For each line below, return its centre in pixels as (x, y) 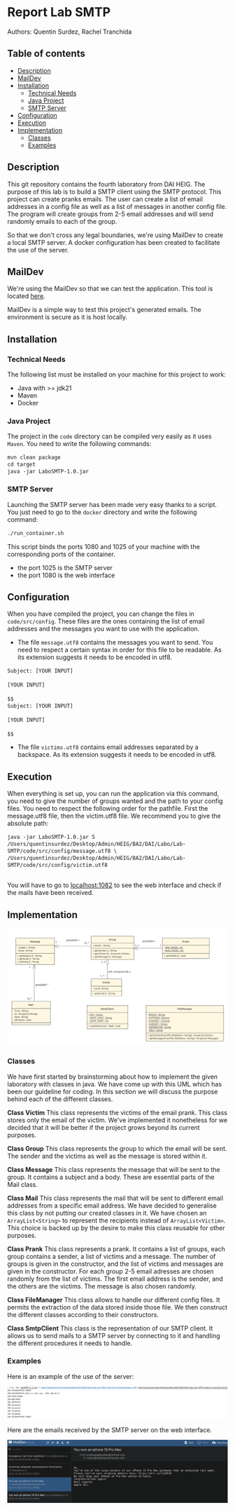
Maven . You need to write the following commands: (79, 444)
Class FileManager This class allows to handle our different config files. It (114, 1300)
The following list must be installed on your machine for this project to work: (116, 375)
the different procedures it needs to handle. (70, 1343)
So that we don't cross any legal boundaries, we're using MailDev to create (115, 235)
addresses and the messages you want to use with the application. (104, 629)
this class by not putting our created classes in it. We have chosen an (107, 1213)
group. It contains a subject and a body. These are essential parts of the (111, 1177)
